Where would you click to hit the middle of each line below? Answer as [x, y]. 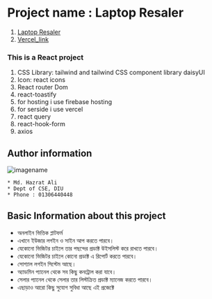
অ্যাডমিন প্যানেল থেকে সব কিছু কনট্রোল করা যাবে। [67, 271]
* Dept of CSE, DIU [35, 189]
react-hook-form [41, 124]
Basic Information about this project [87, 216]
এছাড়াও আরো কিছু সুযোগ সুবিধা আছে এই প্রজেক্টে [66, 287]
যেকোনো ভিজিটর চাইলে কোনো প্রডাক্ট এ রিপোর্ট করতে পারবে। [77, 256]
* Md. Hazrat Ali [32, 183]
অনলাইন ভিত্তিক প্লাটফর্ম [40, 232]
